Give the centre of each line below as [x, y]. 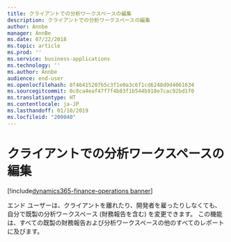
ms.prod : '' [24, 53]
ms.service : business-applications [59, 59]
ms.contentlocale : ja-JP [43, 104]
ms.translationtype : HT [42, 98]
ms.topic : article [34, 46]
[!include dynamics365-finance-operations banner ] [80, 191]
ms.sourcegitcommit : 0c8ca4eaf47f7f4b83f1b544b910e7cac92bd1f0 [101, 91]
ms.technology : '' [34, 65]
